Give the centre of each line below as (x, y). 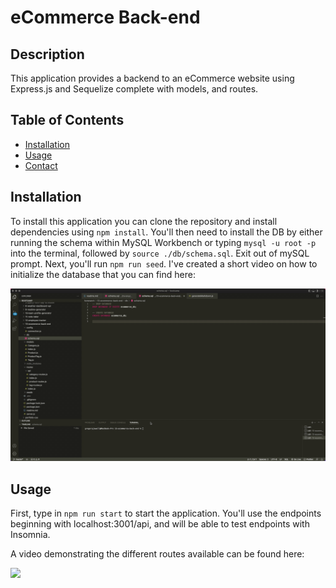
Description (47, 54)
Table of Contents (67, 120)
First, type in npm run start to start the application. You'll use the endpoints (166, 513)
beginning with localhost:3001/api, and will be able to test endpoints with (160, 524)
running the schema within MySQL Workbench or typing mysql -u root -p (163, 242)
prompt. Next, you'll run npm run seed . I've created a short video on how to (164, 263)
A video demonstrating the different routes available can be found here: (157, 554)
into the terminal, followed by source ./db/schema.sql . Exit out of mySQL (160, 253)
